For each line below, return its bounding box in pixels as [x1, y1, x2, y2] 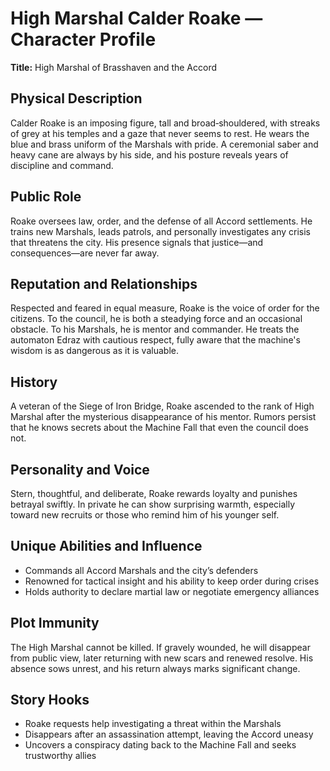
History [10, 373, 58, 391]
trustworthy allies [24, 750, 97, 762]
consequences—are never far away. [10, 247, 160, 259]
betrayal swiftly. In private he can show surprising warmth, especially [10, 498, 296, 510]
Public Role [10, 188, 82, 206]
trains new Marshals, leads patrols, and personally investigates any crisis [10, 225, 311, 237]
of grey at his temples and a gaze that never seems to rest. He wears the [10, 127, 310, 139]
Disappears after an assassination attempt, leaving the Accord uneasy [24, 728, 314, 741]
